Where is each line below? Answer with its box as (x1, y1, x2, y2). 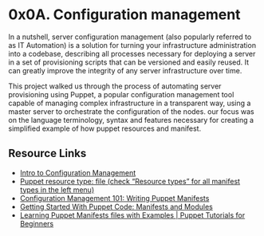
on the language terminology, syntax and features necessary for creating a (8, 115, 254, 124)
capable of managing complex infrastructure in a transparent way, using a (8, 98, 251, 108)
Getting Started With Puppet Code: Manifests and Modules (19, 202, 213, 211)
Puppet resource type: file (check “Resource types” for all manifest (19, 176, 241, 186)
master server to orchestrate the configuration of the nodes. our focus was (8, 106, 254, 116)
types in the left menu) (19, 185, 94, 195)
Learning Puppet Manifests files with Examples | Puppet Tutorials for (19, 210, 246, 220)
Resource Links (8, 147, 87, 160)
